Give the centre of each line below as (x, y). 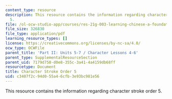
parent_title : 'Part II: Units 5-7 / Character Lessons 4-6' (72, 53)
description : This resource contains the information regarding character (87, 15)
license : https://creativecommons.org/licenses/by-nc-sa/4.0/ (73, 43)
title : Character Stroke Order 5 (41, 72)
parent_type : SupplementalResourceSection (51, 57)
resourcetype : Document (31, 67)
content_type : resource (31, 10)
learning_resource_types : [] (36, 39)
